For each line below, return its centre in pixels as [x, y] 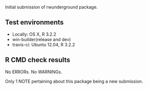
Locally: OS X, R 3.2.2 [34, 34]
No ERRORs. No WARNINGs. [34, 72]
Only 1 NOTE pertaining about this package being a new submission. [74, 81]
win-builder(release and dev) [41, 39]
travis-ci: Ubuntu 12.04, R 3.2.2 [43, 44]
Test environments [34, 22]
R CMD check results [38, 60]
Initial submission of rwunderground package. [51, 7]
